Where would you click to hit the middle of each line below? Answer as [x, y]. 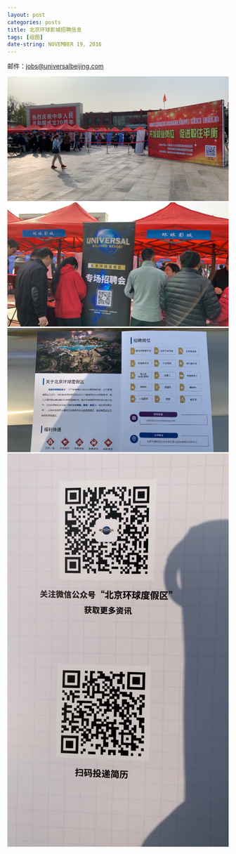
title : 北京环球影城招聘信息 [45, 29]
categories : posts [34, 22]
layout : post [26, 15]
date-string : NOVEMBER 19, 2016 [54, 45]
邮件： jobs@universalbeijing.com [55, 66]
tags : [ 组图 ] [25, 37]
